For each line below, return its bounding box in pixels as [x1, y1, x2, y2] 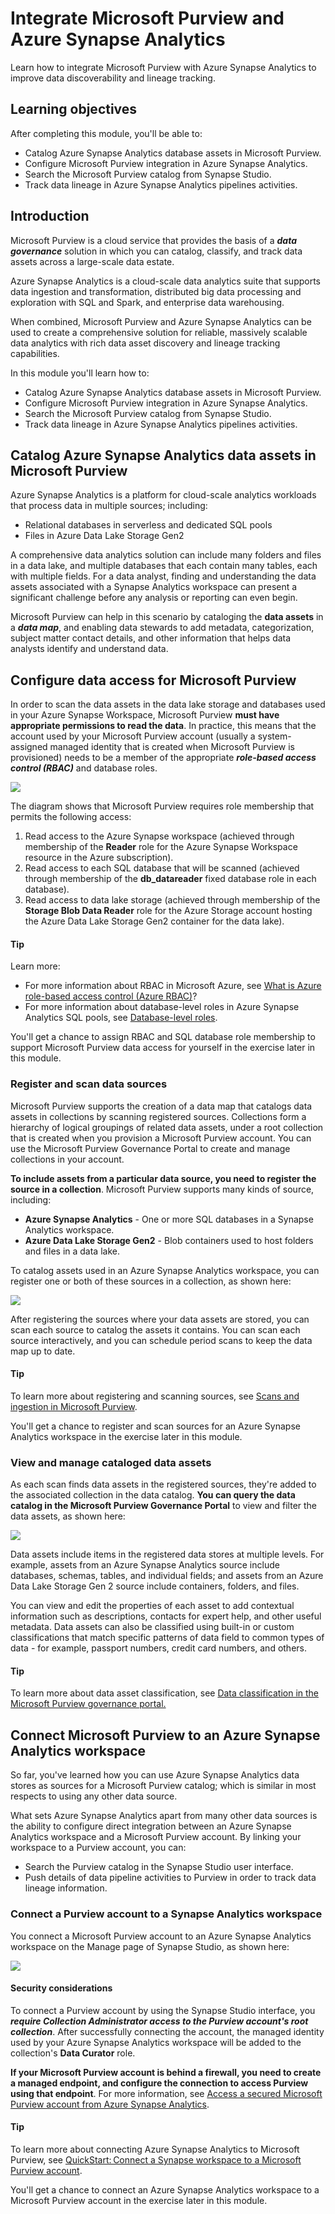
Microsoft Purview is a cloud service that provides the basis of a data [10, 234, 297, 246]
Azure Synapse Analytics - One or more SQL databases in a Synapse [24, 1213, 314, 1225]
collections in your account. [10, 1153, 125, 1165]
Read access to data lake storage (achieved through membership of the [24, 894, 321, 906]
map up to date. [10, 1345, 76, 1357]
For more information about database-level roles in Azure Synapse [24, 1001, 300, 1013]
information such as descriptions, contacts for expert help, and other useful [10, 1610, 322, 1622]
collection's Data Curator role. [10, 2047, 136, 2059]
